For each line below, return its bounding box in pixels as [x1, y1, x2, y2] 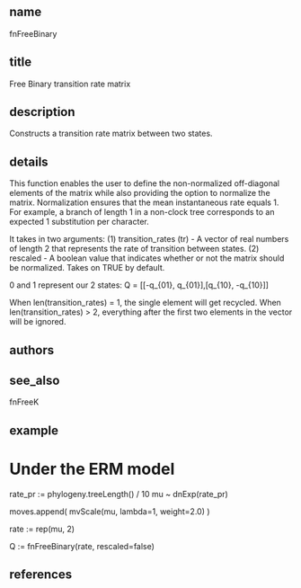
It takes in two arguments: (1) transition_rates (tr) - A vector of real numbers [9, 234, 289, 245]
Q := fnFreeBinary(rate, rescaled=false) [9, 540, 155, 551]
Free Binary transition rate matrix [9, 78, 131, 89]
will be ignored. [9, 316, 66, 327]
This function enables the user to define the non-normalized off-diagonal [9, 178, 280, 189]
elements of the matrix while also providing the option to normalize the [9, 188, 271, 199]
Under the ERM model [9, 459, 175, 479]
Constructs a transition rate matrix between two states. [9, 128, 213, 139]
